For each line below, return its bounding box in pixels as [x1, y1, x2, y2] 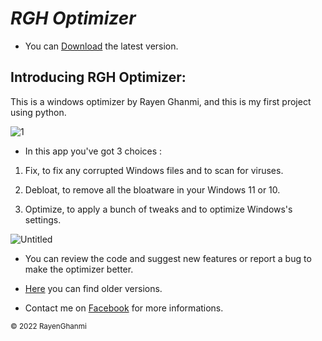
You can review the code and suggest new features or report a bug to [24, 252, 312, 264]
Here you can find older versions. [24, 282, 163, 294]
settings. [24, 213, 62, 226]
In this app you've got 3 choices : [24, 145, 163, 157]
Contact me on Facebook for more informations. [24, 302, 224, 314]
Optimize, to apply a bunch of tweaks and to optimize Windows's [24, 203, 293, 215]
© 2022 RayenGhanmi [10, 321, 87, 331]
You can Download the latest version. [24, 40, 179, 52]
